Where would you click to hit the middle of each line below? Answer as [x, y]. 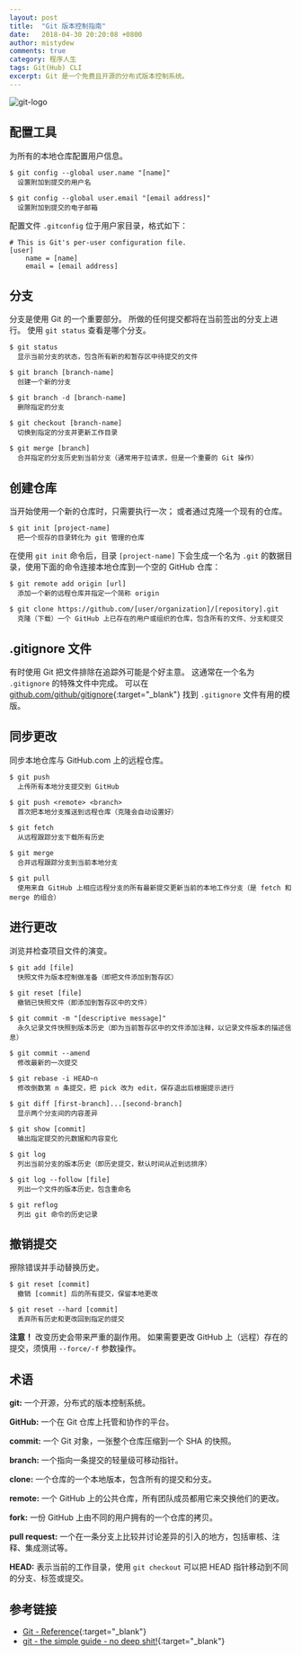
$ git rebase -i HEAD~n [54, 1078]
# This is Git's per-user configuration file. [98, 242]
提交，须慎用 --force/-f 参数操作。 [75, 1348]
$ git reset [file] [46, 993]
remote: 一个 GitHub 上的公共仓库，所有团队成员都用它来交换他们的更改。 [147, 1498]
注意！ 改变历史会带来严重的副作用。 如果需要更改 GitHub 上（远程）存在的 [149, 1337]
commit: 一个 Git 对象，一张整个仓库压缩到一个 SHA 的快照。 [123, 1441]
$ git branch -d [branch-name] [68, 398]
